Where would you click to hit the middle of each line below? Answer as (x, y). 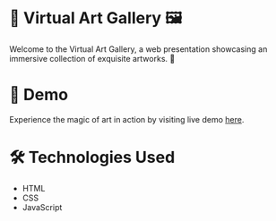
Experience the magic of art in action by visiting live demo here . (127, 119)
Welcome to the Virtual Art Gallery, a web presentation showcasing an (138, 49)
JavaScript (42, 207)
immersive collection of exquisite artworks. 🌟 (92, 58)
